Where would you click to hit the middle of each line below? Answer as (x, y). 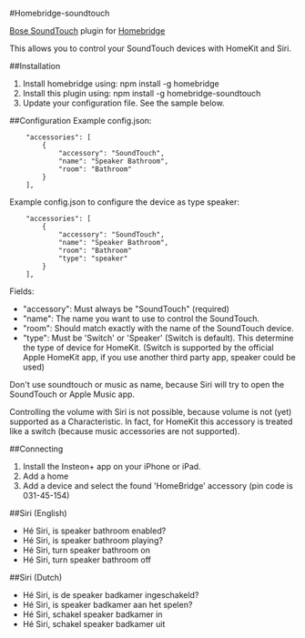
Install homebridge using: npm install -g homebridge (121, 84)
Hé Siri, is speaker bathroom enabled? (94, 531)
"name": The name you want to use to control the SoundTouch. (141, 319)
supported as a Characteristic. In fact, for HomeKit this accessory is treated (151, 421)
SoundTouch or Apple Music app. (72, 394)
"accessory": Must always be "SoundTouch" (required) (126, 309)
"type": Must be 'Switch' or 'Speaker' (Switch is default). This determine (158, 338)
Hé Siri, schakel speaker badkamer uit (94, 624)
